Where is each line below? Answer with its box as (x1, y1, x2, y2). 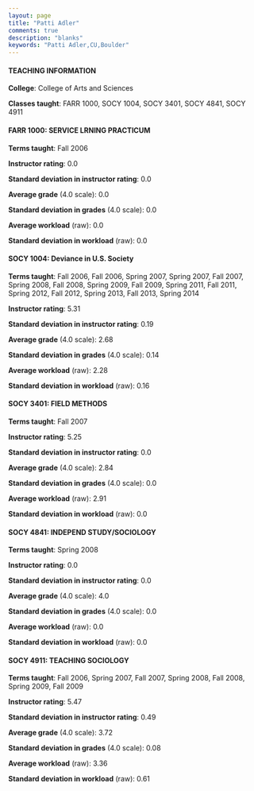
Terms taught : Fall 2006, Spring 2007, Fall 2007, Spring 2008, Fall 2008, (8, 673, 245, 683)
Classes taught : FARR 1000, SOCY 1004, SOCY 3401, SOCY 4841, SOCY (8, 99, 246, 108)
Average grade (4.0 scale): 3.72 (8, 728, 114, 738)
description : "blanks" (8, 33, 83, 42)
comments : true (8, 26, 59, 34)
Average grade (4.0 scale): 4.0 (8, 591, 110, 601)
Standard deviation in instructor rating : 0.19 (8, 319, 154, 328)
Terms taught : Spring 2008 (8, 545, 99, 555)
